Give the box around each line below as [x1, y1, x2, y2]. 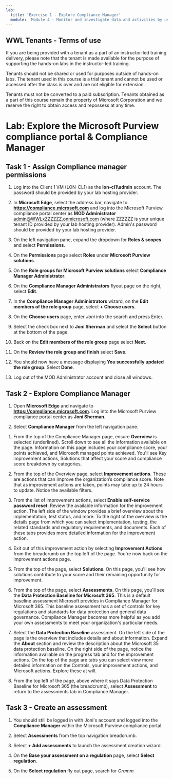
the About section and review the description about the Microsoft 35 [13, 640, 159, 647]
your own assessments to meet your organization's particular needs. [13, 619, 159, 626]
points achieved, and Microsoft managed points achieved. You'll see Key [13, 450, 167, 456]
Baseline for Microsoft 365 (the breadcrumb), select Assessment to [13, 683, 158, 689]
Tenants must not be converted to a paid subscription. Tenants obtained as [6, 91, 165, 98]
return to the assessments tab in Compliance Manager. [13, 689, 130, 694]
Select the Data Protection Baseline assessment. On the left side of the [13, 630, 165, 635]
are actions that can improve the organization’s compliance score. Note [13, 476, 164, 482]
